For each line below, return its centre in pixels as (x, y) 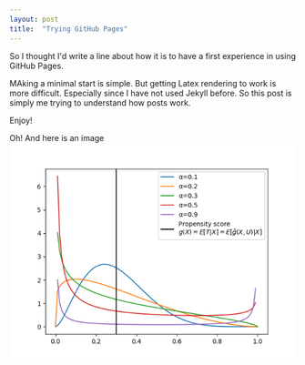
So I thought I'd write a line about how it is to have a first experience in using (153, 56)
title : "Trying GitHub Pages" (69, 29)
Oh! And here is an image (57, 137)
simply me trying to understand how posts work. (100, 102)
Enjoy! (21, 120)
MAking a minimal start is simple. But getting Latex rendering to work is (143, 83)
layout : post (34, 19)
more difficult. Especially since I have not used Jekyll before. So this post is (151, 93)
